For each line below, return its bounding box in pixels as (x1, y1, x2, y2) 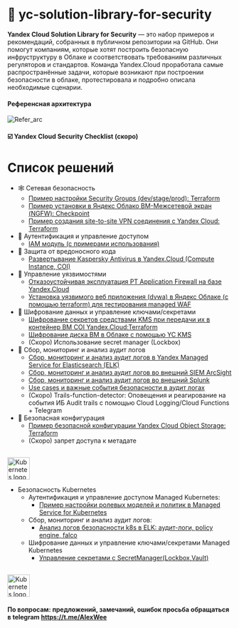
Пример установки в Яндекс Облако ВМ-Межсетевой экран (28, 201, 212, 210)
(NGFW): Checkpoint (28, 209, 90, 217)
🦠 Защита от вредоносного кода (17, 247, 116, 255)
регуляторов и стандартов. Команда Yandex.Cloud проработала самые (7, 60, 224, 68)
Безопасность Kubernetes (17, 485, 97, 494)
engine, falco (38, 531, 78, 540)
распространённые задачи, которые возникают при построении (7, 68, 204, 76)
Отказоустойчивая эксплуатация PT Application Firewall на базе (28, 277, 222, 286)
